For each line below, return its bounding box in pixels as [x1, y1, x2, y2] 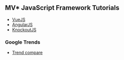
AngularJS [12, 22, 33, 27]
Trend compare [12, 50, 43, 56]
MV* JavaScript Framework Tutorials [5, 4, 120, 12]
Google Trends [5, 38, 41, 45]
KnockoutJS [12, 26, 37, 33]
